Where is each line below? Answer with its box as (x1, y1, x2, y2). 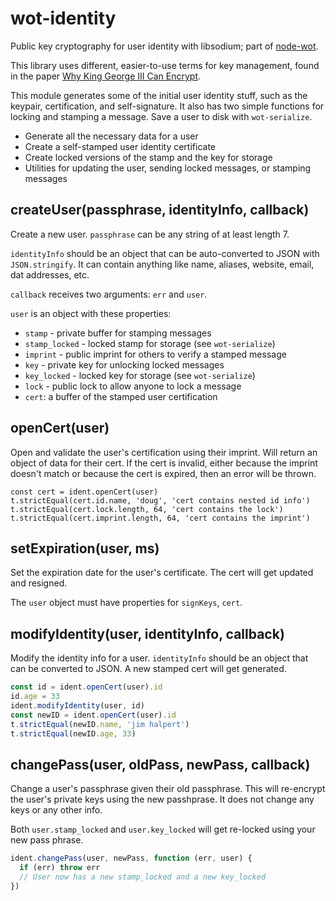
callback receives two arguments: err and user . (10, 288, 208, 300)
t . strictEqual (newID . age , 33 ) (10, 728, 137, 739)
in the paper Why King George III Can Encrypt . (10, 70, 202, 82)
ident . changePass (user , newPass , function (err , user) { (10, 853, 253, 864)
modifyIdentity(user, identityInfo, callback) (10, 625, 285, 642)
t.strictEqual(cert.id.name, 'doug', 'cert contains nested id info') (10, 495, 311, 506)
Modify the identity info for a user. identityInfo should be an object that (10, 652, 309, 664)
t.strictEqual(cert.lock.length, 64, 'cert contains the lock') (10, 504, 284, 514)
